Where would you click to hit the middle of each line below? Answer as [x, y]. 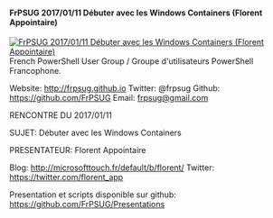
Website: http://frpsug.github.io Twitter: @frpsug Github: [115, 88]
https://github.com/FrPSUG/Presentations [87, 204]
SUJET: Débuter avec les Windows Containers [96, 133]
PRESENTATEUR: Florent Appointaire [78, 150]
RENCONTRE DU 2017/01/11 [61, 115]
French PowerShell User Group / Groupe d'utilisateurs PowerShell [132, 61]
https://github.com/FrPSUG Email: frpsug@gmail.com [109, 98]
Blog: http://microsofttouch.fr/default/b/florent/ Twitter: [112, 168]
